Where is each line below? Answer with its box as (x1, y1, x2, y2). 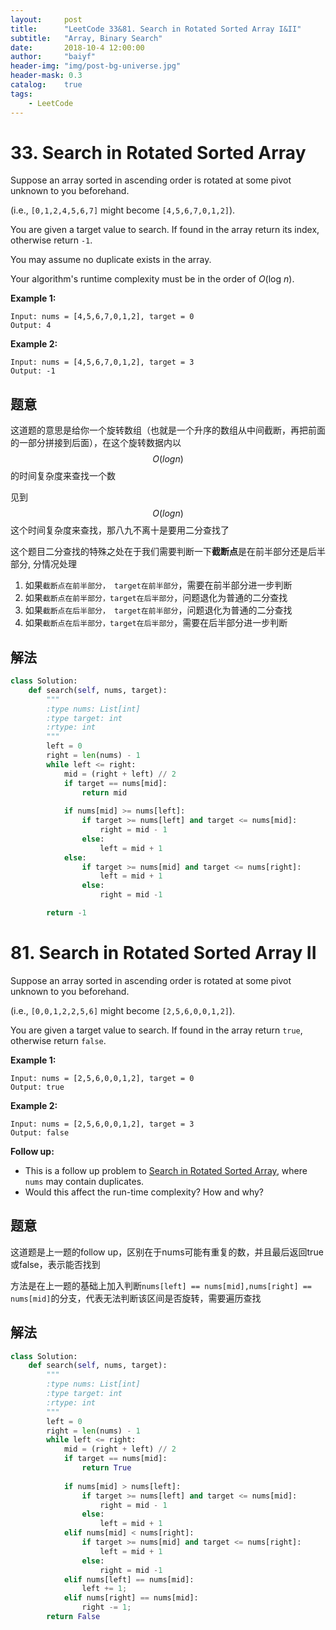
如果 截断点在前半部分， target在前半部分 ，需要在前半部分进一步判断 (24, 579, 293, 591)
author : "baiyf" (10, 52, 97, 62)
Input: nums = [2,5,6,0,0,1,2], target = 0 (10, 1073, 195, 1083)
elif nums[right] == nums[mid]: (63, 1593, 199, 1603)
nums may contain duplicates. (24, 1175, 145, 1187)
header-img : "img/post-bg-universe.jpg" (10, 61, 182, 71)
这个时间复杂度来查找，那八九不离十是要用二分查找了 (10, 524, 230, 536)
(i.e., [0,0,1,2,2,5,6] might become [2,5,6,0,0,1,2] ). (10, 1004, 236, 1016)
